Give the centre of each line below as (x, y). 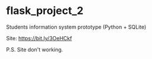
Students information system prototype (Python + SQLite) (76, 27)
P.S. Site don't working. (35, 49)
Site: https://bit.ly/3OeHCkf (39, 38)
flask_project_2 (45, 11)
